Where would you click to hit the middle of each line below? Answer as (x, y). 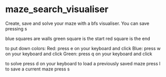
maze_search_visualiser (57, 9)
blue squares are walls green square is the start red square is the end (78, 38)
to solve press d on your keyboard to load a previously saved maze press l (83, 63)
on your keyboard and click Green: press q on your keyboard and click (79, 54)
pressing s (16, 28)
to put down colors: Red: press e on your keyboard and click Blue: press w (83, 48)
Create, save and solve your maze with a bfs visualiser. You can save (77, 23)
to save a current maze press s (38, 69)
